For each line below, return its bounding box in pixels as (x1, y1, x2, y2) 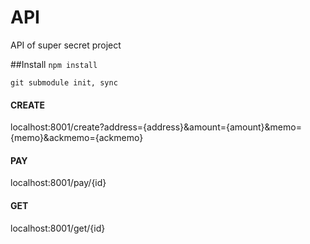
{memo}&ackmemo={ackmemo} (10, 132, 144, 144)
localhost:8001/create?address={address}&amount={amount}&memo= (10, 121, 302, 133)
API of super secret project (10, 39, 122, 51)
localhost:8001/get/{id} (10, 222, 106, 234)
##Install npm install (10, 58, 98, 70)
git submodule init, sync (10, 77, 118, 88)
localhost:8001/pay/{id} (10, 177, 107, 189)
